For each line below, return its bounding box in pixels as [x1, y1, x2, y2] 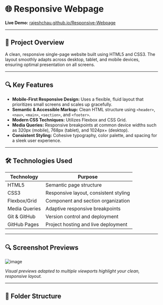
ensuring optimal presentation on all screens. [5, 62, 96, 68]
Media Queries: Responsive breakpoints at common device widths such [12, 122, 157, 128]
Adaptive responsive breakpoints [45, 205, 121, 212]
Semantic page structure [45, 182, 102, 188]
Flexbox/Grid [7, 198, 37, 204]
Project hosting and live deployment [45, 221, 128, 228]
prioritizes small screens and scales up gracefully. [12, 101, 113, 107]
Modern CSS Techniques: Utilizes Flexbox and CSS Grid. [12, 117, 127, 122]
